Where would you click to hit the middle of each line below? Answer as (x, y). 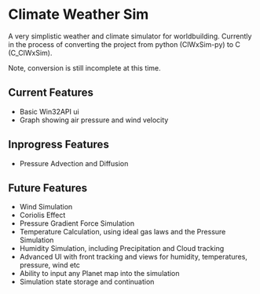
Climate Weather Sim (79, 15)
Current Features (51, 93)
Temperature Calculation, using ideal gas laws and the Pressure (123, 232)
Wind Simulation (46, 207)
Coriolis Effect (42, 215)
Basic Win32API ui (49, 111)
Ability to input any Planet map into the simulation (99, 274)
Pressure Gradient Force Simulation (77, 223)
